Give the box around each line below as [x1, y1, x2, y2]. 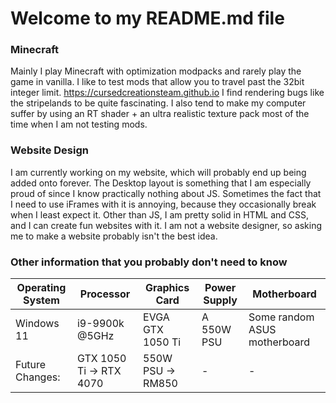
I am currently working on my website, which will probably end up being [10, 166, 307, 178]
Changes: [15, 370, 61, 384]
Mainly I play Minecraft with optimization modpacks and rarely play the [10, 65, 302, 77]
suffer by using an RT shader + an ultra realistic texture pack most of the [10, 108, 310, 120]
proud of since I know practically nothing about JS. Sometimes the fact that [10, 187, 322, 199]
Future [15, 358, 47, 372]
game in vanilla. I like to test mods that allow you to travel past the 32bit [10, 76, 305, 88]
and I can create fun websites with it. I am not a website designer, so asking [10, 219, 322, 231]
